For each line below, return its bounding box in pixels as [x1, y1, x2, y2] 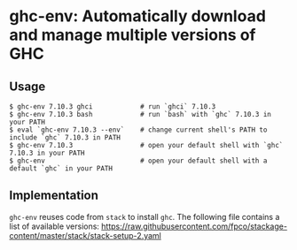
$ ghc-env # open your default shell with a [9, 156, 268, 165]
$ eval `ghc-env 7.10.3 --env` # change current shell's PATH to [9, 125, 268, 134]
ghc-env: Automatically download [9, 6, 266, 27]
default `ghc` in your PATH [9, 164, 113, 173]
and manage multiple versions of [9, 25, 256, 45]
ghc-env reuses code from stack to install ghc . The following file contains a [9, 211, 280, 222]
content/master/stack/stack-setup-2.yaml [9, 230, 161, 240]
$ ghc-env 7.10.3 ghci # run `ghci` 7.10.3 [9, 102, 216, 111]
